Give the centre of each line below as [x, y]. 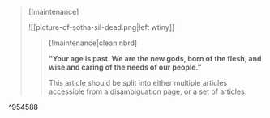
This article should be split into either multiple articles [138, 83]
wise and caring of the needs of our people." [125, 67]
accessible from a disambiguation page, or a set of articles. [148, 91]
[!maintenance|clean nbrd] [93, 43]
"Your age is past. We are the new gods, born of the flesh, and [155, 59]
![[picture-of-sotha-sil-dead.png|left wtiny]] [101, 27]
